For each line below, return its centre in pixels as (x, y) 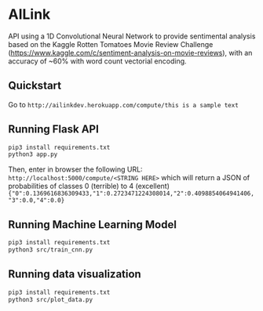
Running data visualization (75, 275)
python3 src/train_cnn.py (50, 250)
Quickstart (35, 86)
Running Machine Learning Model (92, 224)
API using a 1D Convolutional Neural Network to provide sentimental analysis (132, 36)
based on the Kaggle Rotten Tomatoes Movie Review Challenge (111, 44)
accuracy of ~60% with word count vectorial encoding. (97, 61)
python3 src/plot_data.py (50, 299)
